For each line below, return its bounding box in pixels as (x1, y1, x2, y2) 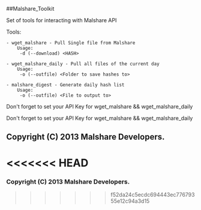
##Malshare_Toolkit (6, 5, 55, 12)
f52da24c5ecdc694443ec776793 (110, 191, 195, 198)
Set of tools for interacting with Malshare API (6, 17, 117, 23)
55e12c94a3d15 (110, 197, 150, 205)
